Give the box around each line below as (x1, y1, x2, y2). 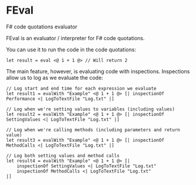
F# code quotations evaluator (6, 23, 78, 30)
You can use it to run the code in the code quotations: (6, 46, 137, 53)
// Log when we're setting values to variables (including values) (6, 106, 175, 112)
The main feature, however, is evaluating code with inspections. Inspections (6, 67, 190, 74)
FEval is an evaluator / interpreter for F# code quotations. (6, 34, 145, 41)
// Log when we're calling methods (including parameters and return (6, 126, 181, 133)
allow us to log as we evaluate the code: (6, 74, 104, 81)
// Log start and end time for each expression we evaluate (6, 85, 157, 92)
